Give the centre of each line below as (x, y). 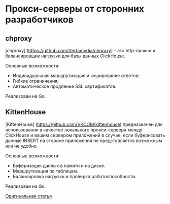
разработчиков (39, 20)
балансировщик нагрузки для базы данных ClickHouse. (65, 56)
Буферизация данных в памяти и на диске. (59, 165)
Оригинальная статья (29, 196)
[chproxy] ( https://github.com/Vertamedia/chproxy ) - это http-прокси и (80, 50)
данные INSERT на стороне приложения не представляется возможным (84, 141)
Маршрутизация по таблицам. (45, 171)
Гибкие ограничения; (36, 81)
